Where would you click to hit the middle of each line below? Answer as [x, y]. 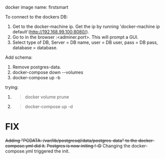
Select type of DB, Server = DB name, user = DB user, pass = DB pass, [85, 42]
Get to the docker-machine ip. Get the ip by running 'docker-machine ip [86, 26]
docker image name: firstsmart [37, 7]
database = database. [35, 48]
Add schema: [19, 57]
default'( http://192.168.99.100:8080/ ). [51, 32]
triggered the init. [52, 151]
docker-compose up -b [36, 78]
